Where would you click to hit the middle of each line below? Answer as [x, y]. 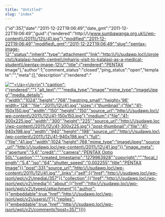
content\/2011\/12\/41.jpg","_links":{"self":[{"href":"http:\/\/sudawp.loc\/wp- [81, 173]
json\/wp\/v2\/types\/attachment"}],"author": [50, 189]
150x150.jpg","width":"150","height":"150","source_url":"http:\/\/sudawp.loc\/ [82, 110]
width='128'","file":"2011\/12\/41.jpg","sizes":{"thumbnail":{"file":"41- [74, 105]
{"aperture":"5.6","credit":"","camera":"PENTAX [53, 152]
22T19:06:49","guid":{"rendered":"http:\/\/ [48, 33]
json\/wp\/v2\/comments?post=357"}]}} [45, 209]
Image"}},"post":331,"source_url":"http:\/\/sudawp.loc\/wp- [65, 168]
